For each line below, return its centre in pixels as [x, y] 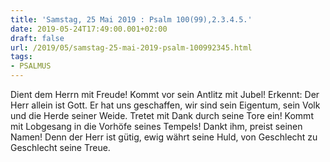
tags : [21, 57]
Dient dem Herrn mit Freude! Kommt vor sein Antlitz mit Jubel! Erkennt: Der [165, 94]
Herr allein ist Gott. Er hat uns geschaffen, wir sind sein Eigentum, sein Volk [165, 105]
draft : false [37, 38]
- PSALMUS [31, 66]
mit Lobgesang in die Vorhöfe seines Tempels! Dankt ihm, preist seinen [156, 126]
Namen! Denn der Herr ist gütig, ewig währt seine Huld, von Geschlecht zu [164, 137]
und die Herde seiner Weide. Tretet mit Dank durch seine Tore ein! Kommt [162, 115]
